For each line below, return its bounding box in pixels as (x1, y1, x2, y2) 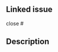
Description (6, 37, 49, 47)
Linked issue (6, 5, 53, 14)
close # (6, 20, 24, 27)
